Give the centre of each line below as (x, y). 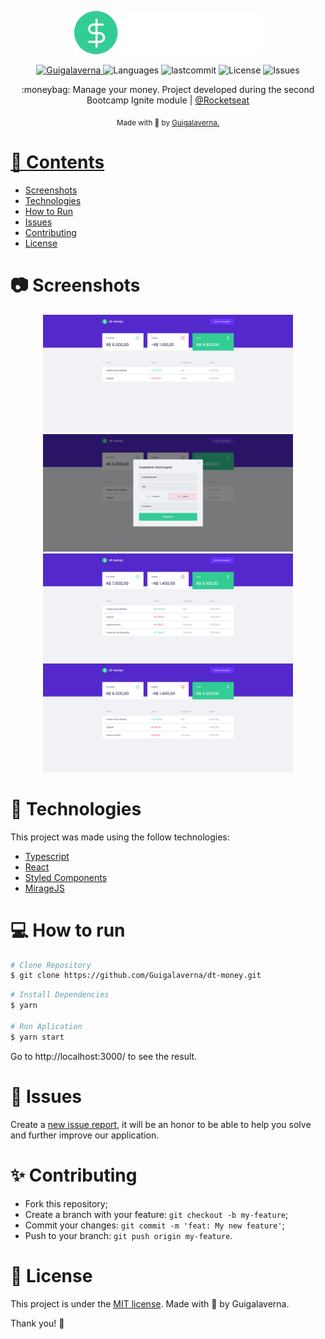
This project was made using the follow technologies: (120, 837)
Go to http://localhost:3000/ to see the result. (104, 1056)
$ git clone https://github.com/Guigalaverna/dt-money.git (136, 976)
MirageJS (44, 888)
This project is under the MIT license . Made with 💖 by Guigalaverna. (150, 1303)
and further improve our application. (85, 1135)
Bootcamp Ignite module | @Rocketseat (168, 100)
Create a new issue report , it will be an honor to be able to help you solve (161, 1124)
